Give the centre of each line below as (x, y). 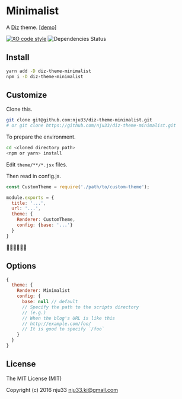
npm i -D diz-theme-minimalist (45, 76)
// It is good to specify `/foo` (63, 329)
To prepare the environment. (41, 137)
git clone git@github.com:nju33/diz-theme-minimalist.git (79, 120)
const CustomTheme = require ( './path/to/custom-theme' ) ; (78, 187)
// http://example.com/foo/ (57, 324)
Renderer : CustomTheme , (46, 220)
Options (21, 266)
